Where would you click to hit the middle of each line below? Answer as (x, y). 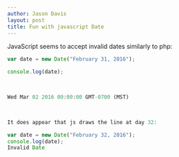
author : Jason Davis (37, 14)
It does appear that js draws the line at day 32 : (82, 122)
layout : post (26, 20)
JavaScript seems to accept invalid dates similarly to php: (90, 47)
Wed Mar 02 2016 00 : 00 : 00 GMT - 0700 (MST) (68, 97)
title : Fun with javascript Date (56, 27)
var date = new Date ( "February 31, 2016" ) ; (71, 59)
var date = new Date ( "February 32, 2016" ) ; (71, 135)
